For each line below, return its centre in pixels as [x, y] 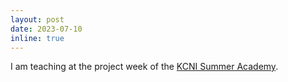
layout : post [37, 19]
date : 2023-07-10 [46, 29]
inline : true [37, 38]
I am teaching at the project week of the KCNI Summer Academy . [144, 67]
